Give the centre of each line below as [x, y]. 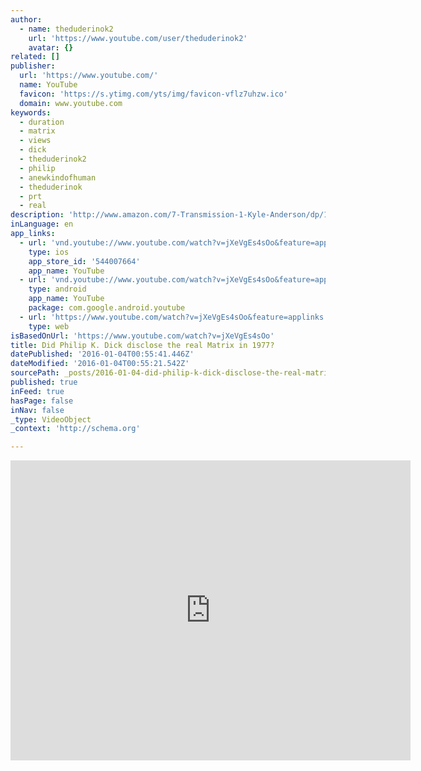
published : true [44, 382]
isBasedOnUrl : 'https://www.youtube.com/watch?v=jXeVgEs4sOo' [142, 336]
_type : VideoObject [51, 419]
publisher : [33, 66]
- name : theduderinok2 [66, 29]
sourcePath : [35, 373]
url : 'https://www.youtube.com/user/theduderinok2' [138, 38]
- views [35, 141]
